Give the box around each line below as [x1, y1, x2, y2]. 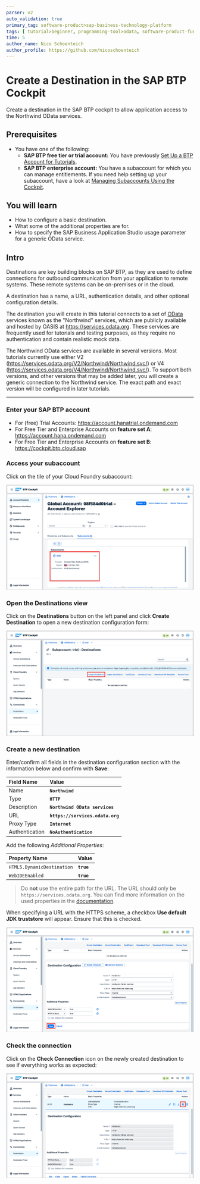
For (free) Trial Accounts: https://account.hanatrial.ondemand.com [14, 419, 179, 426]
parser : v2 [6, 10, 33, 15]
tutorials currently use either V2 [6, 354, 84, 361]
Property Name [8, 855, 48, 862]
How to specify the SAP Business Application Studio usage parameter [14, 229, 186, 236]
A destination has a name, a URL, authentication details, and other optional [6, 292, 189, 300]
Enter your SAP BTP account [6, 405, 90, 414]
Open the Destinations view [6, 599, 88, 607]
